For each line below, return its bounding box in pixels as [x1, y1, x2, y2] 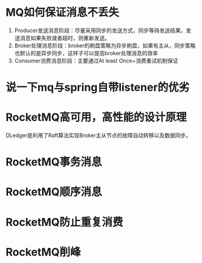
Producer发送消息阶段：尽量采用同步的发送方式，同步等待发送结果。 [14, 27, 186, 34]
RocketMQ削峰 [5, 245, 81, 259]
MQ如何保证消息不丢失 [5, 5, 119, 19]
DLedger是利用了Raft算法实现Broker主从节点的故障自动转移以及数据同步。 [5, 131, 192, 139]
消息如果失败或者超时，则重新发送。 [19, 34, 110, 41]
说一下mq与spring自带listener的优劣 [5, 81, 190, 95]
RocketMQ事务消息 [5, 155, 102, 169]
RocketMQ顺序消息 [5, 185, 102, 199]
